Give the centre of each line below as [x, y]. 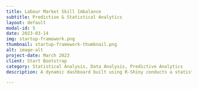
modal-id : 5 [21, 28]
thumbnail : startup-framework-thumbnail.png [62, 45]
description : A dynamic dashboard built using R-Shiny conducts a [89, 72]
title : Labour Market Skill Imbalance [54, 11]
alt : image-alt [25, 50]
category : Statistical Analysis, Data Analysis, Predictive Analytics [95, 66]
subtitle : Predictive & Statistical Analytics [64, 17]
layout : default [26, 22]
